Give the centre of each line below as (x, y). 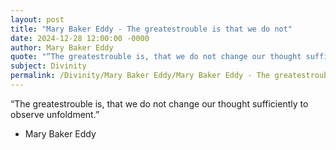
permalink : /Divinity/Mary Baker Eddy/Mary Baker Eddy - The (140, 76)
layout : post (37, 19)
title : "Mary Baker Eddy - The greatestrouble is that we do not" (151, 29)
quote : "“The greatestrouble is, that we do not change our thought (156, 57)
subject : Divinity (48, 66)
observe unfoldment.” (55, 114)
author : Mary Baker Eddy (62, 47)
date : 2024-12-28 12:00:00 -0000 (80, 38)
